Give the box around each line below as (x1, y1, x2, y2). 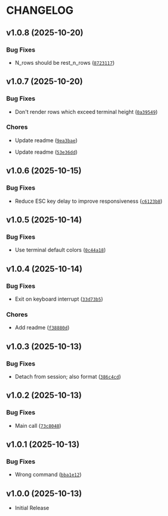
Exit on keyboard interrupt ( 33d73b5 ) (14, 295, 103, 302)
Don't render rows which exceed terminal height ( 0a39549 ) (14, 108, 158, 115)
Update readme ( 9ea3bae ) (14, 136, 78, 144)
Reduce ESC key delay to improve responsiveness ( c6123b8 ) (14, 197, 163, 205)
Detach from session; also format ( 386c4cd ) (14, 373, 121, 380)
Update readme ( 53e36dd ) (14, 148, 78, 155)
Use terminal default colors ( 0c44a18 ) (14, 247, 106, 254)
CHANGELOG (6, 4, 74, 17)
